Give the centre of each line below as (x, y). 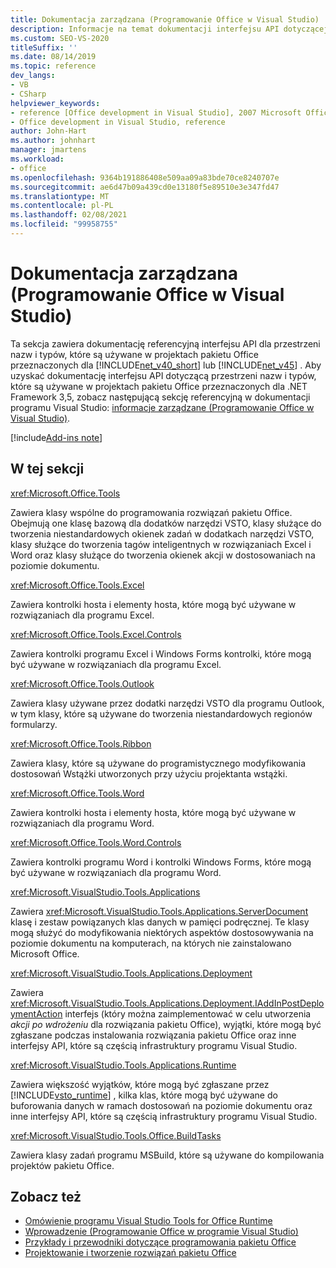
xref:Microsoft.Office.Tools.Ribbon (81, 743)
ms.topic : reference (53, 66)
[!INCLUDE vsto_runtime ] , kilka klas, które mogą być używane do (144, 1095)
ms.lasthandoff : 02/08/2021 (69, 215)
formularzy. (34, 724)
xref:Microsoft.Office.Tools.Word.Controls (96, 842)
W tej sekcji (47, 469)
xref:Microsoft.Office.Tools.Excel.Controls (96, 634)
